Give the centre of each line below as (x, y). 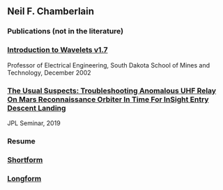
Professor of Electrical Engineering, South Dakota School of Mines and (109, 65)
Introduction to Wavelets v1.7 (57, 50)
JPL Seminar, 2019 (34, 123)
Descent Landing (37, 108)
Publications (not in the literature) (66, 31)
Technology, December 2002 (49, 72)
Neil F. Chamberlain (51, 11)
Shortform (25, 159)
